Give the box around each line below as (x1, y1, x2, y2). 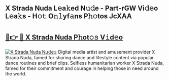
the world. (5, 71, 27, 76)
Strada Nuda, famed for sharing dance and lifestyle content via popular (5, 55, 154, 60)
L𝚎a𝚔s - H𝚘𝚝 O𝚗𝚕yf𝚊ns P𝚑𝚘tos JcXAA (5, 12, 132, 21)
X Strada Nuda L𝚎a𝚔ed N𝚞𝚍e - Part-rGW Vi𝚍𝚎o (5, 4, 158, 13)
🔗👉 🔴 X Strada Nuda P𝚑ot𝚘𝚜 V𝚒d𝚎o (5, 33, 123, 42)
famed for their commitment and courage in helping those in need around (5, 65, 159, 71)
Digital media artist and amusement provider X (58, 49, 155, 55)
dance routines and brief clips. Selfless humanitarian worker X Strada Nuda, (5, 60, 164, 66)
